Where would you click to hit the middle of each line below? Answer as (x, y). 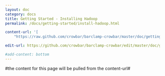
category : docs (21, 14)
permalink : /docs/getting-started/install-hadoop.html (62, 23)
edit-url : (15, 46)
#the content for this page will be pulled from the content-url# (68, 68)
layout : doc (17, 10)
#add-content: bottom (27, 54)
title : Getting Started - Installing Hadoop (51, 19)
